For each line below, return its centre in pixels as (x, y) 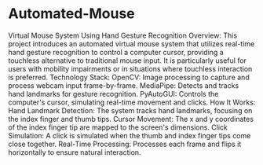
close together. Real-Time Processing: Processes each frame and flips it (125, 144)
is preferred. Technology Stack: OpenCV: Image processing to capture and (129, 77)
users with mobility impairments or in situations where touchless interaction (130, 68)
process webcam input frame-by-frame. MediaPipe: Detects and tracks (124, 85)
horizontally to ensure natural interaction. (75, 152)
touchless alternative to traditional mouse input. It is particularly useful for (128, 60)
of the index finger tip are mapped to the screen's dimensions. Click (118, 127)
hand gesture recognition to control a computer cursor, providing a (116, 52)
